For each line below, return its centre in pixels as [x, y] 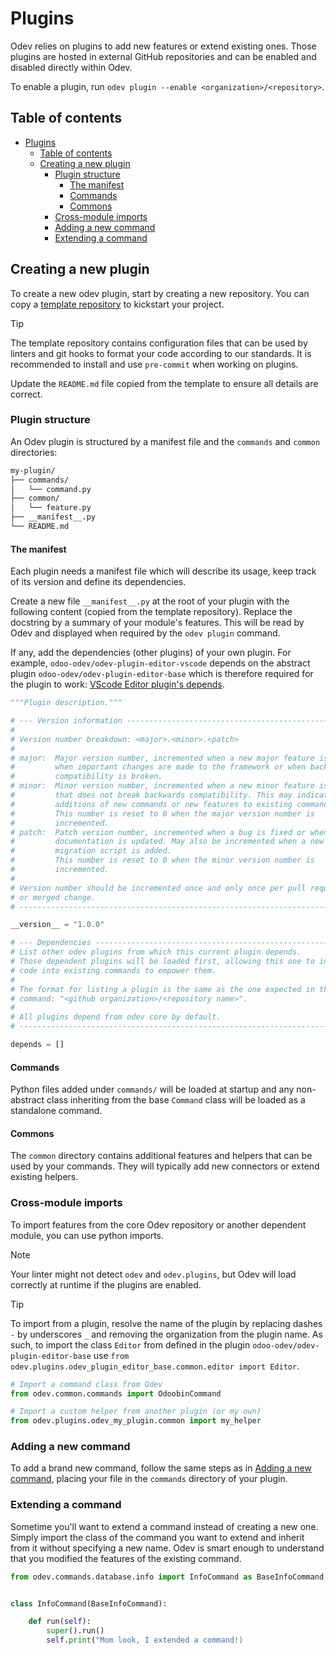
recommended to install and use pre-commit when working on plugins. [154, 364]
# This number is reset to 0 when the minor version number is [162, 860]
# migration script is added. [91, 851]
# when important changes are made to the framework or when [158, 767]
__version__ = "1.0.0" [57, 925]
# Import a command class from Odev [86, 1384]
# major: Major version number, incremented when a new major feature [162, 758]
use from [111, 1355]
